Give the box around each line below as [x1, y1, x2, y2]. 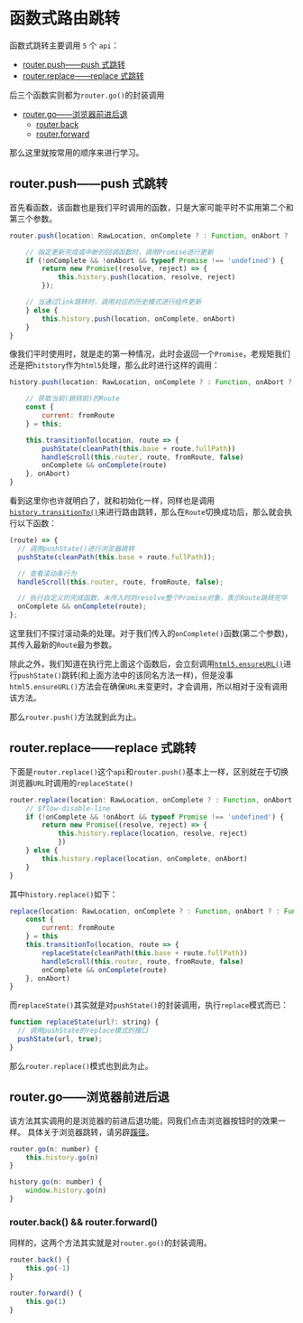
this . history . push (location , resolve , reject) [57, 273, 236, 282]
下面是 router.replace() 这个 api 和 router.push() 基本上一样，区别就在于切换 [9, 765, 289, 777]
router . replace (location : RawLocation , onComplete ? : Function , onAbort [9, 795, 293, 804]
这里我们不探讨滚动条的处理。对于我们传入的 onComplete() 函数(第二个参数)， [9, 628, 293, 638]
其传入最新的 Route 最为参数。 [9, 639, 117, 650]
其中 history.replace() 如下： [9, 888, 118, 899]
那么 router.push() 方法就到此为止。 [9, 711, 142, 722]
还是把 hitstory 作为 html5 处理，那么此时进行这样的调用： [9, 360, 221, 371]
